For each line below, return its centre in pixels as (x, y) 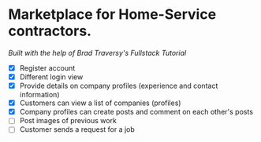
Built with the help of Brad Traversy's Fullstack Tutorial (97, 53)
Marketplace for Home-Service (112, 15)
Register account (47, 67)
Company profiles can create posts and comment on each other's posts (136, 112)
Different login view (51, 77)
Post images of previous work (68, 121)
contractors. (50, 31)
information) (39, 95)
